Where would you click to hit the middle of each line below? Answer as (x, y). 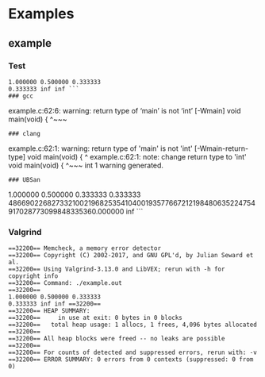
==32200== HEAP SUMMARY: (49, 311)
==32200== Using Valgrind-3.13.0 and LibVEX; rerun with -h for (117, 269)
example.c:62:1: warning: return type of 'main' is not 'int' (100, 148)
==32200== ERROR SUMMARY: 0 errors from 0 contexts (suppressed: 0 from (131, 360)
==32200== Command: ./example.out (65, 283)
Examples (41, 14)
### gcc (21, 96)
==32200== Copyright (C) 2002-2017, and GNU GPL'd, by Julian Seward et (131, 256)
